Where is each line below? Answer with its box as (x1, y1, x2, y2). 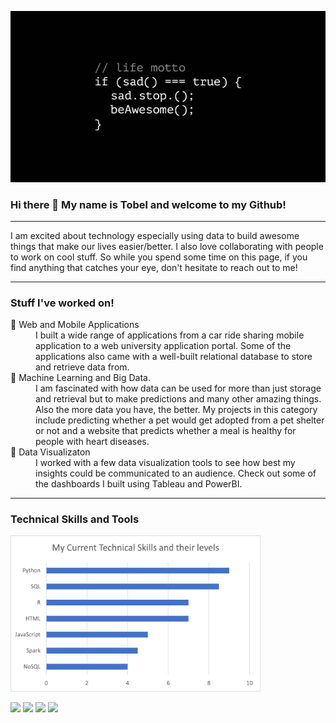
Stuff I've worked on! (10, 296, 115, 310)
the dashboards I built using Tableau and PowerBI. (35, 478, 243, 490)
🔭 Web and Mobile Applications (10, 319, 140, 331)
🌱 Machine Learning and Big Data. (10, 372, 151, 384)
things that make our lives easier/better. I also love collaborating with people (10, 240, 324, 252)
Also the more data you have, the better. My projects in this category (35, 404, 318, 416)
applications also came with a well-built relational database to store (35, 351, 313, 363)
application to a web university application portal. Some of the (35, 340, 292, 352)
